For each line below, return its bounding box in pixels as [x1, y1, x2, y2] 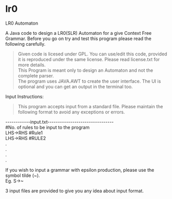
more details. [17, 62, 46, 68]
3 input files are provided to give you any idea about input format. [5, 188, 144, 194]
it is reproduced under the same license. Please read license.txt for [17, 56, 160, 62]
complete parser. [17, 72, 54, 78]
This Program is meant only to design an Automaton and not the [17, 67, 153, 73]
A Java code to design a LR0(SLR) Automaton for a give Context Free [5, 30, 152, 36]
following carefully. [5, 41, 46, 47]
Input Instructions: [5, 93, 44, 99]
